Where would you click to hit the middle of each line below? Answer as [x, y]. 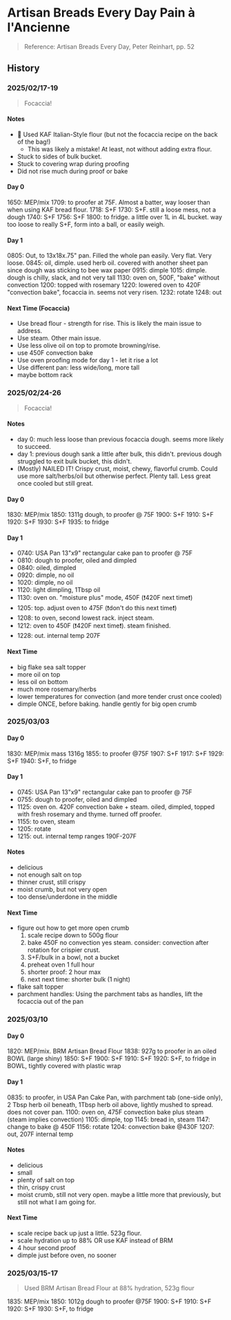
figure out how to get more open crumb [73, 928]
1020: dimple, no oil [45, 583]
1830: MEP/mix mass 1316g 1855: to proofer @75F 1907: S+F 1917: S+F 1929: [115, 753]
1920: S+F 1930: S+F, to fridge [50, 1309]
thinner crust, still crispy [51, 882]
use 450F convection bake [55, 353]
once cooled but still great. [55, 483]
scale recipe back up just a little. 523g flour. [79, 1234]
